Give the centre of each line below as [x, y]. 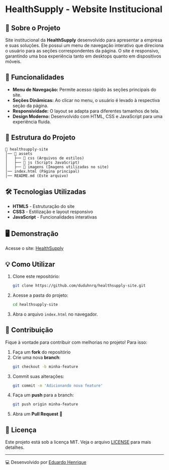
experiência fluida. [32, 122]
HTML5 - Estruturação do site [44, 206]
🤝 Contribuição [29, 330]
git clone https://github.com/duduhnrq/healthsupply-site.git [79, 286]
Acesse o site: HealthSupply [34, 248]
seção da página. [30, 106]
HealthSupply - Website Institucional [84, 9]
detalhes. [15, 447]
